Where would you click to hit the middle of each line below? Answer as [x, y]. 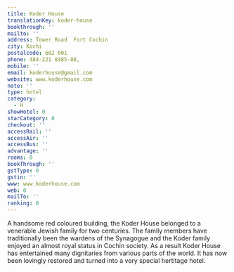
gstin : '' [22, 177]
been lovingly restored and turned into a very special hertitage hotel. [106, 260]
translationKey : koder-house [50, 20]
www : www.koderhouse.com [44, 183]
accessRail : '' [30, 131]
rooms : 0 [20, 158]
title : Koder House [36, 14]
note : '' [20, 86]
